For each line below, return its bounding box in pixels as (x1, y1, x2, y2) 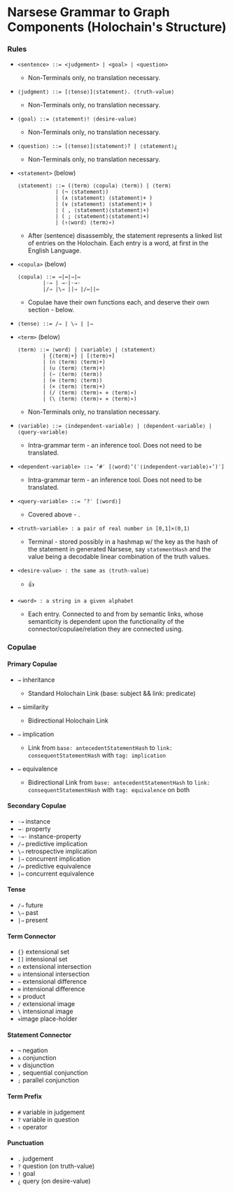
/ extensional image (17, 1000, 76, 1008)
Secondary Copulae (7, 801, 66, 810)
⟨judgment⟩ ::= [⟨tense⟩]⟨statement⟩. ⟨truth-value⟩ (17, 88, 175, 95)
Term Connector (7, 932, 56, 940)
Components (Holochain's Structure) (7, 19, 227, 35)
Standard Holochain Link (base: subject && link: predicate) (27, 689, 196, 697)
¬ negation (17, 1046, 48, 1054)
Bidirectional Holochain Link (27, 716, 108, 725)
